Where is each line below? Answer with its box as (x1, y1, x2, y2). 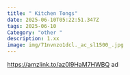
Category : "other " (7, 29, 63, 36)
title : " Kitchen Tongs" (7, 10, 78, 17)
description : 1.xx (7, 35, 60, 42)
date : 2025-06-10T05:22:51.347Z (7, 16, 99, 23)
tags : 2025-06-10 (7, 22, 57, 29)
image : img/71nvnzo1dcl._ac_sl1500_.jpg (7, 42, 125, 48)
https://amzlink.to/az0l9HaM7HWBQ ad (7, 61, 118, 68)
